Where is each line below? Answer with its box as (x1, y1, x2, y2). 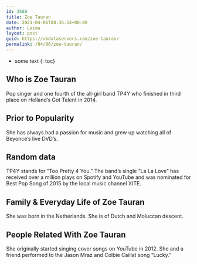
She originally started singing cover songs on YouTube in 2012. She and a (6, 245, 184, 252)
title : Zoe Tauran (6, 14, 51, 20)
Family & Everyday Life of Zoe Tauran (6, 197, 145, 207)
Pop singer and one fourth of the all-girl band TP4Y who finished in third (6, 90, 181, 97)
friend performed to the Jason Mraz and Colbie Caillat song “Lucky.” (6, 251, 172, 258)
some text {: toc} (14, 57, 56, 65)
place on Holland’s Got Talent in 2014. (6, 96, 97, 103)
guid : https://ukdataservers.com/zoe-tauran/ (6, 36, 119, 42)
